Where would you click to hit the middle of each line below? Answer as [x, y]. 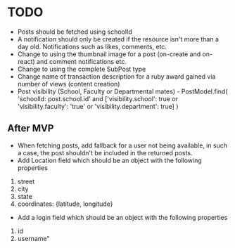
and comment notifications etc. [81, 61]
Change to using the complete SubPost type [82, 69]
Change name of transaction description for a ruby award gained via [116, 76]
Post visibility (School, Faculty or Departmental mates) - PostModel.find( [122, 91]
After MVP [31, 128]
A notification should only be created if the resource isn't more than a [118, 39]
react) [26, 61]
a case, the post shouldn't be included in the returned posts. [105, 152]
